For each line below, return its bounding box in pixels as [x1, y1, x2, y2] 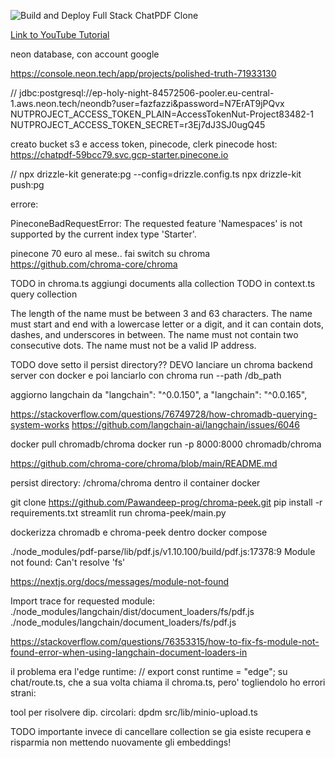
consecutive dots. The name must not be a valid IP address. [10, 340, 257, 351]
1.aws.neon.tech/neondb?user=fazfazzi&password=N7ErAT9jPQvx [10, 98, 285, 109]
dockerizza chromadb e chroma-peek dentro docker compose [10, 526, 268, 538]
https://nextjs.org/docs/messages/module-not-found [10, 576, 230, 587]
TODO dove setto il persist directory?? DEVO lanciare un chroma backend [10, 359, 313, 370]
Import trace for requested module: [10, 595, 155, 607]
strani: [10, 687, 37, 699]
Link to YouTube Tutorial [10, 29, 110, 40]
